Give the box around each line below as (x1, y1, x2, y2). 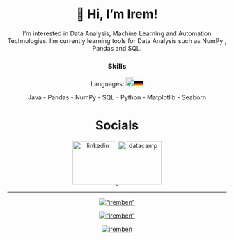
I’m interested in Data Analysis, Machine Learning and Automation (22, 29, 212, 38)
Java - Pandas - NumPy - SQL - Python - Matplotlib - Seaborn (27, 93, 207, 102)
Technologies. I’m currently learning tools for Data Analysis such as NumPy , (7, 36, 227, 45)
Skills (107, 61, 127, 71)
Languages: (90, 80, 125, 88)
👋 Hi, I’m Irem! (76, 6, 158, 22)
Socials (95, 118, 139, 134)
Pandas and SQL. (92, 44, 142, 52)
